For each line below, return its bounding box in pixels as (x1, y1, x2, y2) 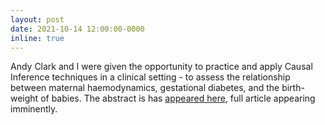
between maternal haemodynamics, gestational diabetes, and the (10, 82, 280, 94)
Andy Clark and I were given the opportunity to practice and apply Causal (10, 61, 313, 73)
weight (10, 92, 39, 105)
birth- (281, 82, 305, 94)
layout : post (10, 14, 65, 25)
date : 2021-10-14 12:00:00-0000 (10, 24, 145, 34)
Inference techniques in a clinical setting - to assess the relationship (10, 71, 291, 83)
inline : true (10, 33, 65, 43)
